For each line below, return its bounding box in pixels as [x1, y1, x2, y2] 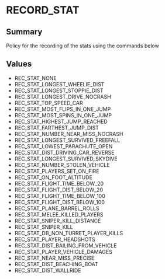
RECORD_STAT [6, 4, 80, 17]
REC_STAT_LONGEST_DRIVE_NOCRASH [14, 93, 111, 100]
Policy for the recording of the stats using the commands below [6, 42, 159, 49]
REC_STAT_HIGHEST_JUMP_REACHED [14, 118, 108, 125]
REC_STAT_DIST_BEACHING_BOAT [14, 260, 98, 267]
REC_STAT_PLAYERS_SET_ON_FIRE [14, 168, 99, 175]
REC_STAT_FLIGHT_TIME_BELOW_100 [14, 192, 105, 199]
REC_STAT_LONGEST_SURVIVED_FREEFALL [14, 137, 121, 144]
